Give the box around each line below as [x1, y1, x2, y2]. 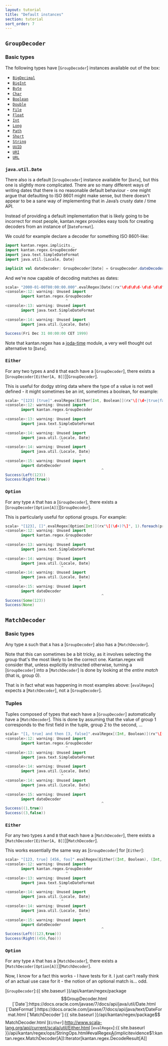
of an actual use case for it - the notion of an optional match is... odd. [5, 978, 148, 985]
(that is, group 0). [5, 673, 41, 679]
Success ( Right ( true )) [5, 477, 50, 482]
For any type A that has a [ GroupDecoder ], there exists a [5, 499, 117, 505]
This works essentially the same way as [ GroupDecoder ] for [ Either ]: [5, 848, 144, 854]
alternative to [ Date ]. [5, 345, 47, 351]
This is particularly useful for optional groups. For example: [5, 514, 127, 520]
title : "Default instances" [5, 12, 64, 17]
